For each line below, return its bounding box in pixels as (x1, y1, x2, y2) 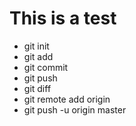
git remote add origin (23, 93, 111, 105)
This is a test (9, 7, 117, 30)
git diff (23, 82, 52, 94)
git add (23, 50, 54, 62)
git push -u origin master (23, 103, 127, 116)
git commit (23, 61, 69, 73)
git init (23, 40, 50, 52)
